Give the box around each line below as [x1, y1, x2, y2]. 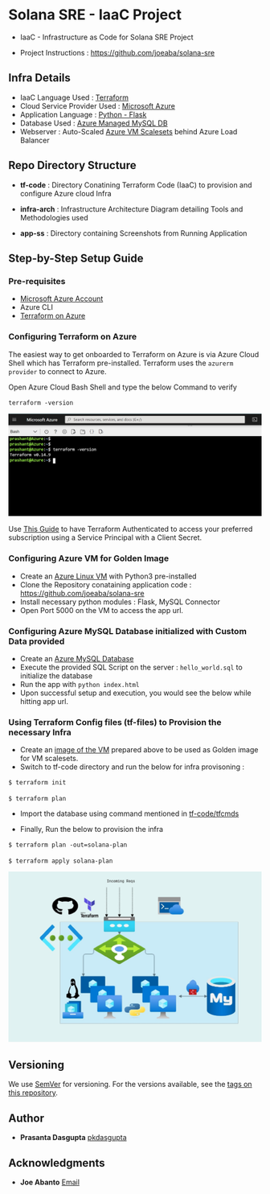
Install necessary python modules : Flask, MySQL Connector [19, 597, 221, 607]
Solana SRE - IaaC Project [8, 6, 182, 24]
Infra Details [8, 71, 71, 85]
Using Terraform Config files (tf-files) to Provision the [8, 717, 222, 727]
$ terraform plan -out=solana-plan [8, 841, 128, 850]
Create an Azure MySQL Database [19, 654, 134, 664]
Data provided [8, 636, 65, 647]
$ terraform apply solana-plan [8, 857, 113, 866]
